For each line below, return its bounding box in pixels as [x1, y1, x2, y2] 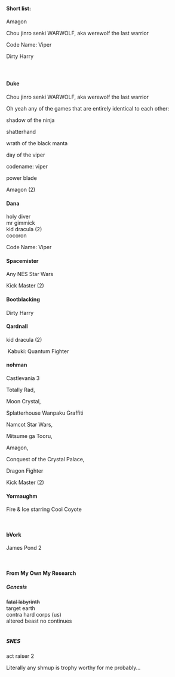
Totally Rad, [6, 386, 35, 394]
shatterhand [6, 128, 36, 135]
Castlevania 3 [6, 375, 40, 382]
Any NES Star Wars [6, 271, 54, 278]
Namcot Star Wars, [6, 421, 53, 428]
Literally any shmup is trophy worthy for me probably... [6, 664, 141, 671]
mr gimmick [6, 219, 36, 226]
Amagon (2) [6, 186, 36, 193]
